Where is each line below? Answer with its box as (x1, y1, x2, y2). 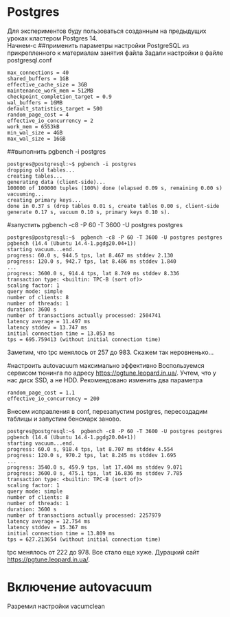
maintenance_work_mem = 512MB (7, 87, 94, 94)
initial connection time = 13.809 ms (7, 530, 115, 537)
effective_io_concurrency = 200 (7, 395, 100, 402)
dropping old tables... (7, 166, 76, 174)
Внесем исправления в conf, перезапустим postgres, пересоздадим (7, 407, 208, 415)
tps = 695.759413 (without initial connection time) (7, 336, 161, 343)
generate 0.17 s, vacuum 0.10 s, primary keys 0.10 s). (7, 209, 170, 216)
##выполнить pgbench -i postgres (7, 147, 106, 155)
